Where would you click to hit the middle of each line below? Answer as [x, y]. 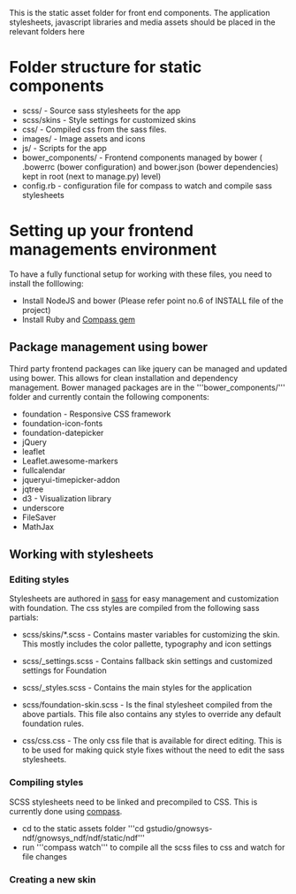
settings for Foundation [65, 670]
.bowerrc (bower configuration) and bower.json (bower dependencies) [150, 166]
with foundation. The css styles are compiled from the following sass [134, 608]
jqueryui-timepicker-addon [71, 479]
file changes [45, 856]
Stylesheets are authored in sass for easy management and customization [144, 599]
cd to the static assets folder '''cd [83, 828]
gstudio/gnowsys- [179, 828]
